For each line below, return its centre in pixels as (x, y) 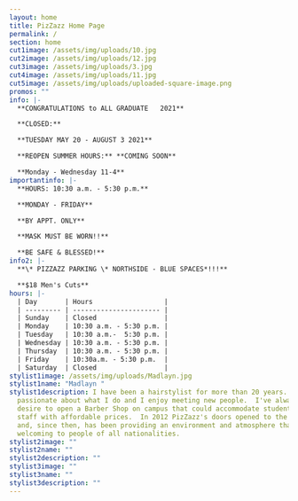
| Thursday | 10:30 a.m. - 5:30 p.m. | (93, 351)
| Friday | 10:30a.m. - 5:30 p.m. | (93, 359)
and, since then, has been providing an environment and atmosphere (146, 425)
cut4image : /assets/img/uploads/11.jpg (83, 75)
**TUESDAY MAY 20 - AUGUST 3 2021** (85, 140)
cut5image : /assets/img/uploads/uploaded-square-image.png (121, 83)
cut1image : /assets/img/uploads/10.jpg (83, 51)
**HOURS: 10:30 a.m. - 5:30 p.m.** (83, 188)
